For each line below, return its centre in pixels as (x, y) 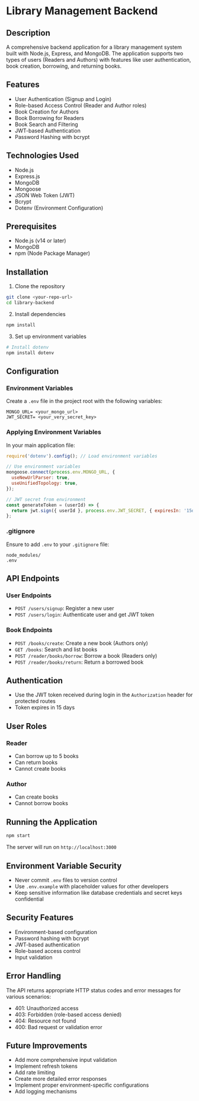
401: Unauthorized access (46, 1008)
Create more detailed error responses (61, 1079)
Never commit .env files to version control (66, 880)
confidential (29, 899)
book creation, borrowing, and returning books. (64, 66)
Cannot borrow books (41, 803)
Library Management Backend (82, 11)
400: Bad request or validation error (58, 1027)
